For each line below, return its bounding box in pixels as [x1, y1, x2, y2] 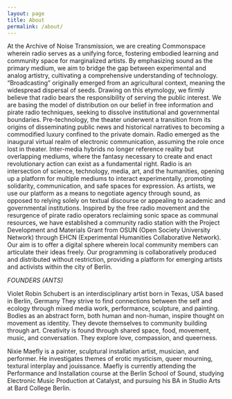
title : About [7, 17, 45, 24]
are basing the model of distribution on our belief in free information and [7, 101, 213, 109]
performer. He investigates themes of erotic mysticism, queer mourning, [7, 355, 213, 363]
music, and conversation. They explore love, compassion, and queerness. [7, 334, 218, 342]
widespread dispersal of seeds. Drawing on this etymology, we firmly [7, 86, 205, 94]
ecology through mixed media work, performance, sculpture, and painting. [7, 304, 220, 312]
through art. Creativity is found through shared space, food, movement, [7, 326, 211, 335]
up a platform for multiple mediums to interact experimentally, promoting [7, 175, 214, 183]
